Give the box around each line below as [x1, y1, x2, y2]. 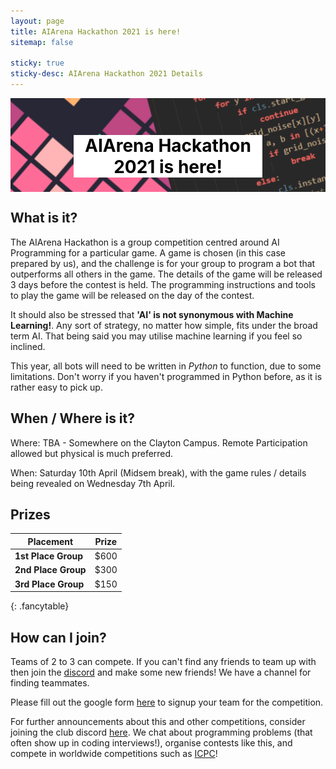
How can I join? [10, 629, 107, 646]
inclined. [10, 340, 46, 352]
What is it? [10, 210, 78, 227]
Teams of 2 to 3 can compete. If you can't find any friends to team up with [10, 656, 317, 667]
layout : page [10, 16, 65, 26]
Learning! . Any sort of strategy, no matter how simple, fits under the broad [10, 319, 318, 331]
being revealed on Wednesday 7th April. [10, 477, 176, 489]
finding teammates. [10, 677, 90, 689]
